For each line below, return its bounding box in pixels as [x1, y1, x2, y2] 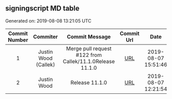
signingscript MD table [5, 4, 80, 13]
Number [8, 36, 28, 43]
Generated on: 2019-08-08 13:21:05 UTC [5, 17, 92, 24]
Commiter [33, 33, 58, 40]
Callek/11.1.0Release [62, 57, 115, 65]
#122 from [76, 51, 102, 58]
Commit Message [67, 33, 111, 40]
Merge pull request [66, 45, 112, 52]
